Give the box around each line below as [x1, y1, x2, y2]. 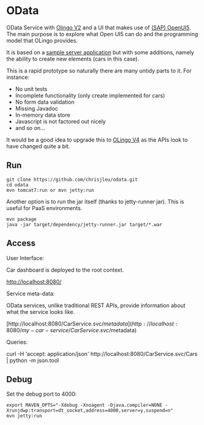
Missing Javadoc [15, 104, 59, 112]
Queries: [6, 338, 28, 346]
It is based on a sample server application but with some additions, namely [6, 48, 194, 56]
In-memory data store [15, 111, 70, 118]
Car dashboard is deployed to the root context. [6, 266, 124, 274]
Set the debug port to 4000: [6, 390, 78, 398]
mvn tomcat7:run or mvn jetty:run [6, 187, 95, 193]
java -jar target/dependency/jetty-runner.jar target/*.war [6, 221, 163, 228]
